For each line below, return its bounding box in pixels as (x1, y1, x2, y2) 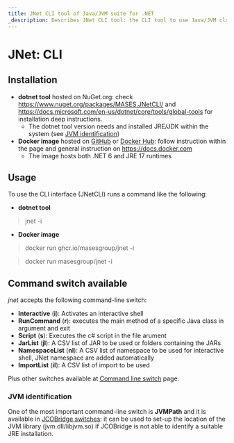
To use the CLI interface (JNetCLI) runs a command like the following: (8, 190, 208, 199)
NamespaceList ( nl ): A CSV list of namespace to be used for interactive (17, 346, 224, 355)
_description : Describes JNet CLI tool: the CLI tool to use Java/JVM (8, 17, 217, 24)
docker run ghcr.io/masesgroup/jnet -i (24, 244, 135, 252)
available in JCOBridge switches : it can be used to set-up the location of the (8, 415, 226, 424)
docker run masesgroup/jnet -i (24, 258, 113, 266)
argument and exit (17, 324, 70, 333)
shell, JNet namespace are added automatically (17, 353, 155, 362)
